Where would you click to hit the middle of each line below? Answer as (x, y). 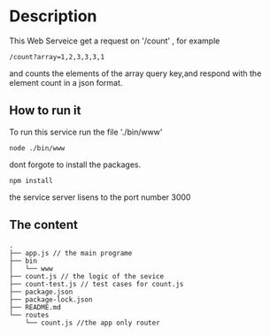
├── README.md (35, 307)
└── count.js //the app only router (93, 323)
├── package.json (41, 292)
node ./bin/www (37, 148)
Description (53, 16)
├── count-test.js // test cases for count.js (96, 284)
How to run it (45, 111)
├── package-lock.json (51, 299)
